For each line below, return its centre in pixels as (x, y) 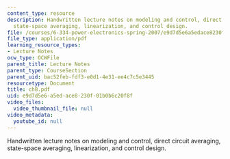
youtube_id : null (38, 121)
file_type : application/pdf (47, 39)
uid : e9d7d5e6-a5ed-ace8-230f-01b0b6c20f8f (70, 96)
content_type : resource (41, 13)
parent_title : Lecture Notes (49, 64)
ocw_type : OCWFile (33, 58)
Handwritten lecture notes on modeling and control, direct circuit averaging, (114, 141)
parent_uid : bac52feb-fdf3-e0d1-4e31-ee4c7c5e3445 (81, 77)
